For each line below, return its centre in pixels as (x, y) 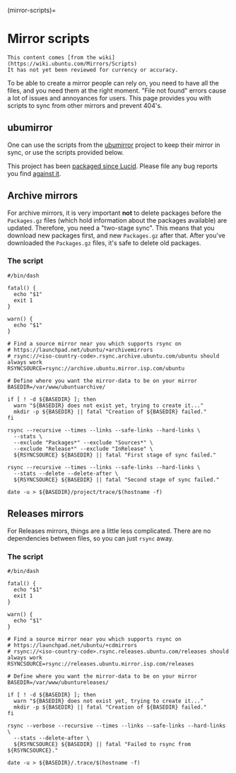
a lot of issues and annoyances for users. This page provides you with (110, 98)
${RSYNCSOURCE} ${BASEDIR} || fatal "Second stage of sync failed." (117, 480)
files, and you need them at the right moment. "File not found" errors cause (117, 90)
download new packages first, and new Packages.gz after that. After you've (117, 235)
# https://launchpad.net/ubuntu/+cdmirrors (72, 645)
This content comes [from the (52, 57)
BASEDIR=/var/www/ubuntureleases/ (58, 682)
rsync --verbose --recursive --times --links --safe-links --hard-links (117, 726)
